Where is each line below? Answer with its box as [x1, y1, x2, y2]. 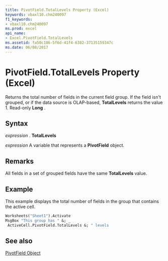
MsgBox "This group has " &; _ [5, 218, 71, 223]
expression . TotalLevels [5, 133, 56, 139]
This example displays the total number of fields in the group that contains [5, 199, 159, 204]
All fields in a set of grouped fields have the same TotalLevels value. [5, 170, 147, 176]
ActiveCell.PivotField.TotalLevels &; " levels [7, 223, 109, 228]
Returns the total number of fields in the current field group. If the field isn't [5, 94, 161, 100]
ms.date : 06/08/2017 [5, 45, 49, 50]
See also [5, 237, 33, 245]
